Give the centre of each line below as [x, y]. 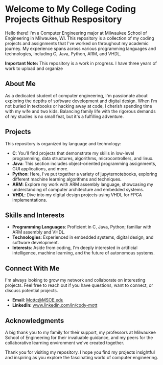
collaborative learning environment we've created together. [65, 343]
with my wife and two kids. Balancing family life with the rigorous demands [80, 111]
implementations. [30, 200]
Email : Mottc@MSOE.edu [38, 300]
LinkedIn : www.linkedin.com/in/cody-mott [55, 305]
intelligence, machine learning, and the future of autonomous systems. [83, 253]
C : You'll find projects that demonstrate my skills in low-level [73, 153]
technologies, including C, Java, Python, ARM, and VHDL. [63, 54]
